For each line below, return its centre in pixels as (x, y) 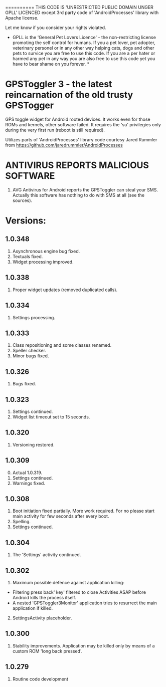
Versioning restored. (34, 444)
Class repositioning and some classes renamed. (62, 345)
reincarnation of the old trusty (69, 95)
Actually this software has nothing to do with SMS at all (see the (78, 195)
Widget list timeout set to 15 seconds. (51, 417)
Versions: (26, 221)
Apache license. (22, 18)
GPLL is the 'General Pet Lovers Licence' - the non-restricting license (84, 37)
